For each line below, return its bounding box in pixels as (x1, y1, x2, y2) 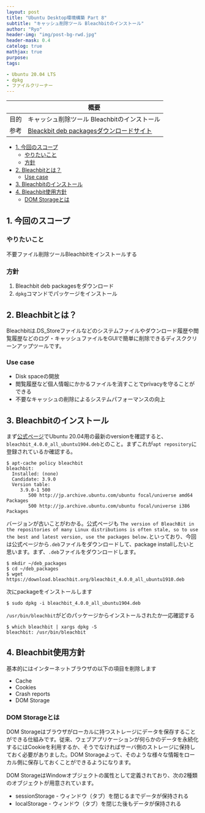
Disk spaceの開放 (15, 373, 60, 380)
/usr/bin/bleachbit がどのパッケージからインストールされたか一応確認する (6, 612, 195, 619)
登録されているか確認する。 (6, 448, 76, 455)
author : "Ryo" (6, 26, 43, 32)
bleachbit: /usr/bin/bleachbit (6, 629, 86, 635)
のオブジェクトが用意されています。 (6, 779, 97, 787)
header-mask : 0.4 (6, 37, 51, 43)
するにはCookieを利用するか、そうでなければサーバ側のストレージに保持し (6, 743, 196, 751)
